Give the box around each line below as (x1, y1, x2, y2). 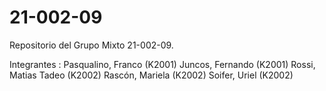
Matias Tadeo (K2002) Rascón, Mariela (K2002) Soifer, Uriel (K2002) (9, 69, 294, 81)
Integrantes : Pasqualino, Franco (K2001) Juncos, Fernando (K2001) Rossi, (9, 58, 316, 70)
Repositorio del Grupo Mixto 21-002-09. (9, 39, 174, 51)
